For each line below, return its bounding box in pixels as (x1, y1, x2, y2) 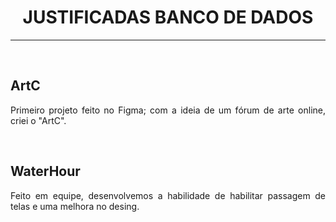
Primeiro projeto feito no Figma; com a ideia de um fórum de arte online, (10, 104, 326, 116)
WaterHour (10, 163, 81, 180)
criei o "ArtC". (10, 114, 67, 126)
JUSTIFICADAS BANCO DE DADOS (22, 6, 314, 29)
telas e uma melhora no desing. (10, 200, 140, 212)
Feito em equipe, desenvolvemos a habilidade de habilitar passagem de (10, 189, 326, 201)
